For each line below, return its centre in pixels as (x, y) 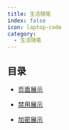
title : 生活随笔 (29, 14)
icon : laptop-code (34, 27)
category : (22, 34)
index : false (27, 21)
